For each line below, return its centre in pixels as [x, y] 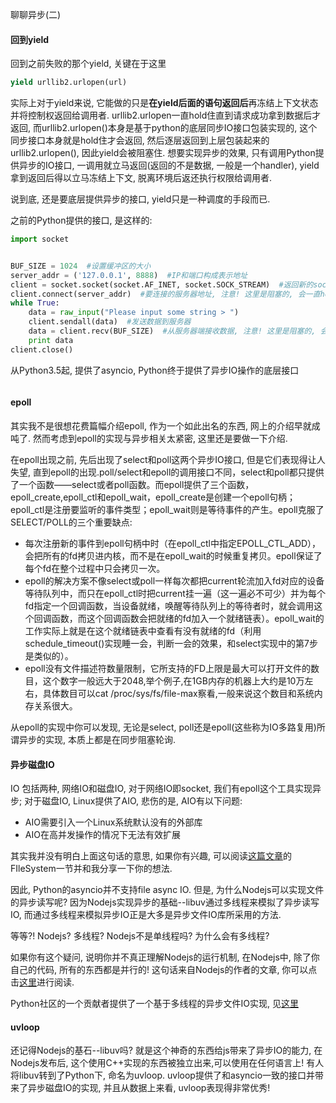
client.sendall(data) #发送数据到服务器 [110, 322]
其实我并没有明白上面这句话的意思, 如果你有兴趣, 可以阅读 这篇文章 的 [151, 856]
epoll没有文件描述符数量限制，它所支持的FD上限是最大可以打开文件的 [168, 668]
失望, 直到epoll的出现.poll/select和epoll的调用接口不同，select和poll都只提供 [167, 472]
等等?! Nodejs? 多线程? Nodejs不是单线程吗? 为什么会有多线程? [140, 936]
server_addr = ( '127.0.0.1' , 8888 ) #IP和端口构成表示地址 [129, 275]
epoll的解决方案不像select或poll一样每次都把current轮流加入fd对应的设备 [174, 580]
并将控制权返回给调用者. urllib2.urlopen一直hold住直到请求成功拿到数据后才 [166, 115]
